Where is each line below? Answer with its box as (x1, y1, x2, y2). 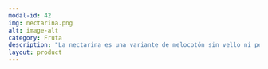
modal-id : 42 (8, 11, 52, 20)
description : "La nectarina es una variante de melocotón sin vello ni (8, 41, 251, 49)
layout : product (8, 48, 62, 56)
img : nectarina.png (8, 19, 73, 27)
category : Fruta (8, 33, 62, 42)
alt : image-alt (8, 26, 59, 34)
